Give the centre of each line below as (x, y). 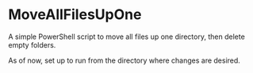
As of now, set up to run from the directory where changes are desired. (124, 60)
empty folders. (32, 44)
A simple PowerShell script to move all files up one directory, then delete (127, 36)
